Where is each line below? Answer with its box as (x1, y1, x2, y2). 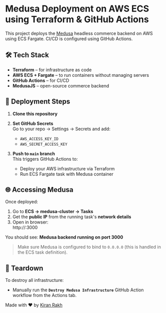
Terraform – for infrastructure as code (12, 66, 92, 73)
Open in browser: (12, 219, 49, 225)
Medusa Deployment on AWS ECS (5, 3, 149, 15)
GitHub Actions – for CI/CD (12, 77, 69, 83)
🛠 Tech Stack (5, 51, 49, 59)
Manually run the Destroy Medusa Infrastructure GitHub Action (12, 287, 144, 293)
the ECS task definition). (17, 249, 68, 255)
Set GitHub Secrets (12, 120, 54, 126)
